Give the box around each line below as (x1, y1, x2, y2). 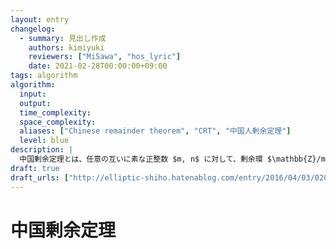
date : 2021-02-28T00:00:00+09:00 (28, 61, 168, 71)
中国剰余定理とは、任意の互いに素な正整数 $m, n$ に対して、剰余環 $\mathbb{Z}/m (19, 154, 326, 164)
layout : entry (10, 14, 70, 25)
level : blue (19, 136, 70, 146)
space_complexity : (19, 117, 97, 127)
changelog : (10, 24, 56, 34)
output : (19, 98, 52, 108)
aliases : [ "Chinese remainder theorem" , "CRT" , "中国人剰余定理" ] (19, 126, 292, 136)
